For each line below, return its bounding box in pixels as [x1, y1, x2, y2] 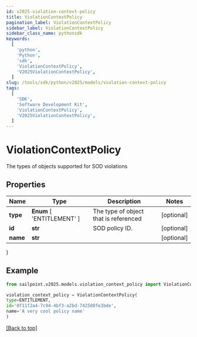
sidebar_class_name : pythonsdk [6, 31, 83, 36]
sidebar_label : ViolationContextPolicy [6, 25, 104, 31]
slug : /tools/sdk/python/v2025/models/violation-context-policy [6, 80, 167, 86]
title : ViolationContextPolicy [6, 14, 83, 20]
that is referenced [93, 214, 142, 222]
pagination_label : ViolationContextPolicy [6, 19, 111, 25]
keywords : [6, 36, 30, 42]
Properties [6, 180, 46, 190]
